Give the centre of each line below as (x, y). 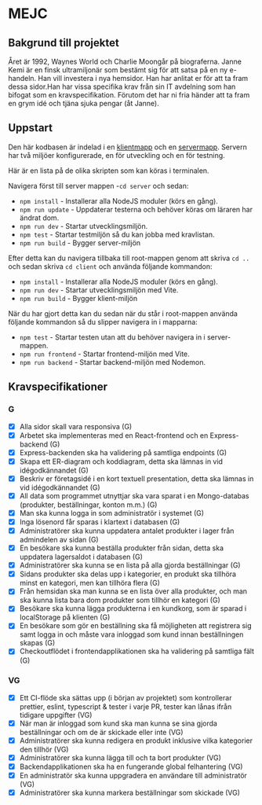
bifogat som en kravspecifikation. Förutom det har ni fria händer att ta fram (129, 95)
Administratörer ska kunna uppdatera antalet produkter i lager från (127, 531)
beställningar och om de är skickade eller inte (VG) (101, 732)
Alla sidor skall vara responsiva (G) (76, 426)
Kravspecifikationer (58, 387)
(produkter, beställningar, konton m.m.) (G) (88, 505)
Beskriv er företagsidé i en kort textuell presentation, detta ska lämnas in (136, 478)
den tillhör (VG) (44, 749)
